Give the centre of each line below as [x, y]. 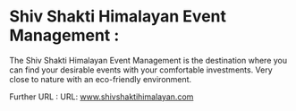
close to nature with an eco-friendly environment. [101, 79]
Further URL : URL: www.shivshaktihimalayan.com [101, 97]
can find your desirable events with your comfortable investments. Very [141, 70]
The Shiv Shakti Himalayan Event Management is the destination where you [148, 60]
